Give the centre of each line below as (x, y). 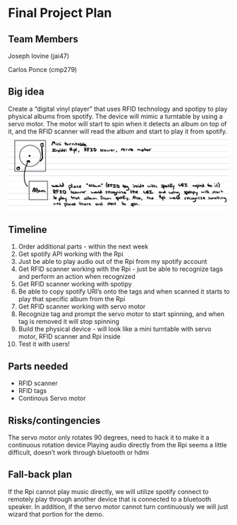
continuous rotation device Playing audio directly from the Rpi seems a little (118, 445)
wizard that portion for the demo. (56, 514)
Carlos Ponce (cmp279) (43, 70)
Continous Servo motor (52, 398)
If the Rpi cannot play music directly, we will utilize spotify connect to (108, 491)
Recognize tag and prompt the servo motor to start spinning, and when (121, 314)
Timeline (28, 230)
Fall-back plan (40, 475)
